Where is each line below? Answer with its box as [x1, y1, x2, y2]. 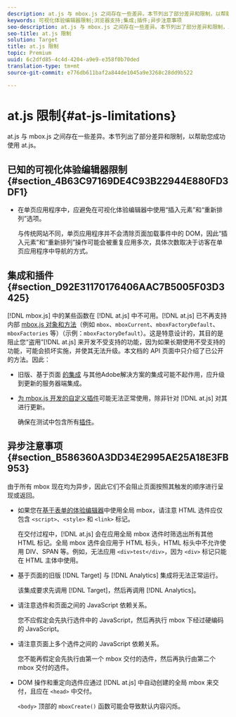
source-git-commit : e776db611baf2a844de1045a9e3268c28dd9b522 [7, 69, 193, 76]
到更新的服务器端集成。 [17, 379, 86, 387]
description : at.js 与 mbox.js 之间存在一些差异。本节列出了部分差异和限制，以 [7, 10, 221, 18]
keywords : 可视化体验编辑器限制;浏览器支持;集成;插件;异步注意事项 [7, 17, 183, 24]
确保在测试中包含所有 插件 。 [17, 418, 98, 426]
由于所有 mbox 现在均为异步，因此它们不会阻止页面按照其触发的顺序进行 [7, 482, 218, 491]
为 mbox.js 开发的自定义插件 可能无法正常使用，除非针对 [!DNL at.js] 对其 [17, 394, 228, 403]
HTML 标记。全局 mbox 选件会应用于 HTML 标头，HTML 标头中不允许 [17, 538, 220, 547]
